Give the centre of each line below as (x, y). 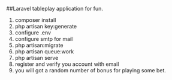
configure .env (33, 33)
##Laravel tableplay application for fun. (55, 9)
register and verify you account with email (67, 64)
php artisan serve (37, 58)
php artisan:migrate (39, 45)
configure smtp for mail (44, 39)
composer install (35, 20)
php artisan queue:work (44, 52)
